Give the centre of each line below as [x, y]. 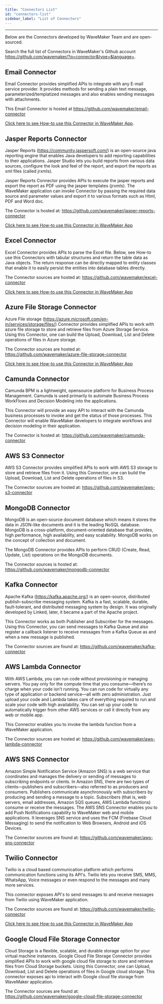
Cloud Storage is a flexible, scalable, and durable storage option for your [78, 951]
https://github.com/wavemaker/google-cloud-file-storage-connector [74, 997]
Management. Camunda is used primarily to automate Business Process [77, 396]
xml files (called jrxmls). [29, 171]
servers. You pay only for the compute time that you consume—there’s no [79, 684]
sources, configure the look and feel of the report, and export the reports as [81, 166]
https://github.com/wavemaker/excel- [120, 277]
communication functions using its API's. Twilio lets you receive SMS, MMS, [81, 875]
